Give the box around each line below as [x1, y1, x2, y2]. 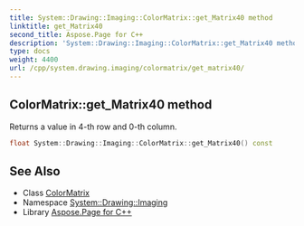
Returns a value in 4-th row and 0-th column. [9, 121, 177, 132]
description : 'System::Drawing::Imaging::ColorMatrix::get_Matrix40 [9, 38, 273, 48]
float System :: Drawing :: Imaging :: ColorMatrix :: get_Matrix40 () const [9, 138, 273, 147]
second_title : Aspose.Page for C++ [9, 30, 144, 39]
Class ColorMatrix [22, 187, 90, 199]
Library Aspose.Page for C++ [22, 207, 133, 218]
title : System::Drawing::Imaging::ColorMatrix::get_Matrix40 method [9, 13, 273, 23]
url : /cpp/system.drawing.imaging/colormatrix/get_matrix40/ [9, 64, 245, 73]
